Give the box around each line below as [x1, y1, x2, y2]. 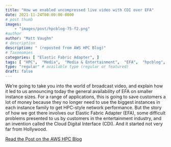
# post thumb [5, 17, 33, 22]
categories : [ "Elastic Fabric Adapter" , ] [5, 54, 100, 60]
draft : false [5, 69, 33, 74]
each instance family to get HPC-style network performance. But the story [5, 105, 162, 110]
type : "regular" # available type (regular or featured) [5, 64, 129, 69]
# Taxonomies [5, 50, 33, 55]
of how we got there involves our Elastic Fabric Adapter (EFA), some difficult [5, 110, 166, 116]
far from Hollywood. [5, 126, 47, 132]
